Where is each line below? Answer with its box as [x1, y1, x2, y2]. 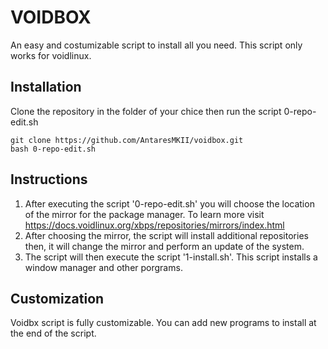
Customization [10, 290, 105, 307]
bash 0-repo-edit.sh [10, 144, 97, 154]
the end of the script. [10, 327, 97, 340]
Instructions [10, 171, 88, 188]
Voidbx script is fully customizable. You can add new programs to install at [10, 317, 317, 329]
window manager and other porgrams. [24, 261, 183, 273]
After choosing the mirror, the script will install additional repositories [24, 229, 309, 241]
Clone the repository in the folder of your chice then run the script [10, 105, 282, 117]
